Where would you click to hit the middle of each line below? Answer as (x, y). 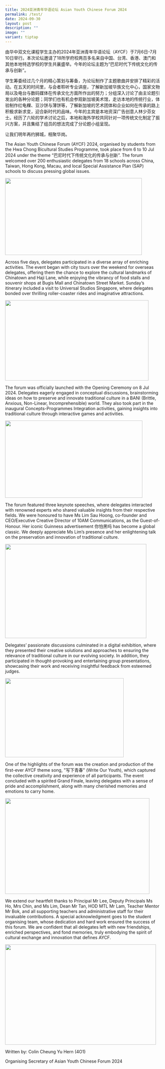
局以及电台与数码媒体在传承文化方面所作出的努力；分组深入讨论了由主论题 (80, 93)
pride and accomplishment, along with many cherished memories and (76, 786)
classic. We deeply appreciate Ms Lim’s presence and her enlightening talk (81, 532)
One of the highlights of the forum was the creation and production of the (79, 764)
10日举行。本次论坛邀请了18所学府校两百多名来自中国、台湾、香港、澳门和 (81, 58)
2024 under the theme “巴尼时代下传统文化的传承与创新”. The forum (74, 155)
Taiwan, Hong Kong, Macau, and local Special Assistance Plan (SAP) (74, 166)
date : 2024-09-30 (23, 19)
